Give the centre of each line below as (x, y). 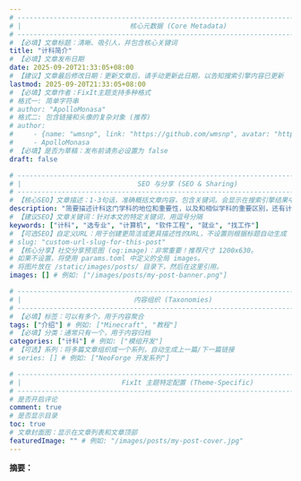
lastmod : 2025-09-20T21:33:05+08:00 (77, 84)
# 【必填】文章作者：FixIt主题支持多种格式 (80, 92)
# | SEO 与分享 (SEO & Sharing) (124, 184)
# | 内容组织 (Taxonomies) (111, 300)
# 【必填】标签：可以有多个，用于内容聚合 (77, 316)
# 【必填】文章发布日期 (47, 59)
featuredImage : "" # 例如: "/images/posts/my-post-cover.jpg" (126, 441)
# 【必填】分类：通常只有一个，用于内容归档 (80, 333)
